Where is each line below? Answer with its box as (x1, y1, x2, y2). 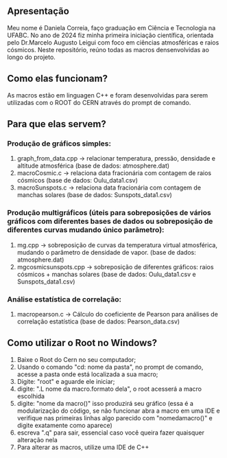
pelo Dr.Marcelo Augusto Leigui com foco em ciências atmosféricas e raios (7, 38, 219, 47)
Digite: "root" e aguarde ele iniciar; (16, 377, 115, 385)
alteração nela (16, 435, 58, 444)
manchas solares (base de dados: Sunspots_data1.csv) (16, 191, 173, 199)
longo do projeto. (7, 53, 56, 61)
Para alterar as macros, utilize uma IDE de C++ (16, 443, 150, 451)
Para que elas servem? (7, 118, 106, 130)
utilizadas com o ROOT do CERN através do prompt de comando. (7, 98, 191, 106)
